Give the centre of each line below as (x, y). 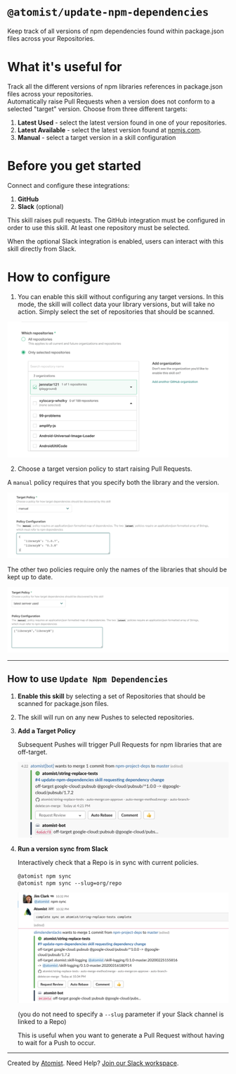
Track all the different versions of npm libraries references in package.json (115, 86)
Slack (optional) (41, 206)
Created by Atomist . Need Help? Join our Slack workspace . (93, 1063)
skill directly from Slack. (42, 248)
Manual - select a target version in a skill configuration (97, 137)
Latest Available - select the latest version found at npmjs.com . (110, 129)
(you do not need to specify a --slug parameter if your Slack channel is (121, 1014)
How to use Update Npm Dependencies (88, 679)
